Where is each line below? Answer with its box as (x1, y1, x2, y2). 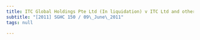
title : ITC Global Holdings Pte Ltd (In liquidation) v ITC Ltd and (6, 8, 180, 15)
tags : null (6, 19, 33, 25)
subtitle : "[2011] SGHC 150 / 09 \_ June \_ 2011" (6, 14, 124, 20)
